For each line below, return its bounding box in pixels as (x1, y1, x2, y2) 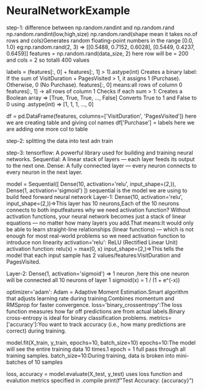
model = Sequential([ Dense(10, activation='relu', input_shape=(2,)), (6, 180, 177, 187)
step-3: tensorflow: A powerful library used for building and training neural (6, 149, 194, 156)
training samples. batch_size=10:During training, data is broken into (6, 352, 175, 359)
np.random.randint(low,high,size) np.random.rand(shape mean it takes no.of (6, 30, 198, 37)
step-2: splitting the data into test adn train (6, 137, 113, 144)
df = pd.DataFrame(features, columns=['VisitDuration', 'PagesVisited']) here (6, 112, 197, 120)
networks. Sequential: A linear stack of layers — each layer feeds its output (6, 155, 195, 162)
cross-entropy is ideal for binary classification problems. (6, 314, 148, 321)
